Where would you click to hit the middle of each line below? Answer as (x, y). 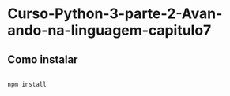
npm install (27, 84)
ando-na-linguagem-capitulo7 (109, 30)
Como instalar (43, 59)
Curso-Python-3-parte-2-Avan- (115, 14)
